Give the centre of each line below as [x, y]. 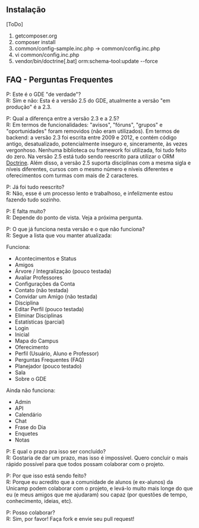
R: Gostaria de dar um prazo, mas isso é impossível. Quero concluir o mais [97, 458]
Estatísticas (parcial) [40, 322]
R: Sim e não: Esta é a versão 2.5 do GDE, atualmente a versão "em [88, 100]
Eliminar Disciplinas [39, 315]
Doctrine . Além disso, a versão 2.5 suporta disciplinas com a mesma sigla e [99, 163]
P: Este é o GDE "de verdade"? [44, 94]
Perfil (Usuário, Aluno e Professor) [57, 353]
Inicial [22, 334]
